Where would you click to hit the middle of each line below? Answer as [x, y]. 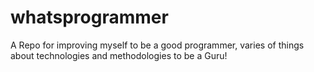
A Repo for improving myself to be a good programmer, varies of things [157, 45]
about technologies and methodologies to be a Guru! [119, 55]
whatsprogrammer [89, 17]
